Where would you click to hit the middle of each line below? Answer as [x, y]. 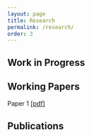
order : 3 [20, 34]
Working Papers [44, 87]
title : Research [31, 21]
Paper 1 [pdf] [26, 104]
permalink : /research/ [41, 27]
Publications [36, 126]
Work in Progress [46, 62]
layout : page [27, 14]
